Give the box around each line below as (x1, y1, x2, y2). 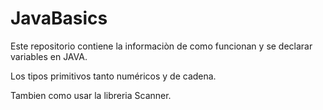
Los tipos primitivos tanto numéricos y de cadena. (10, 70, 217, 82)
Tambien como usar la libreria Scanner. (10, 89, 172, 101)
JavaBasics (10, 7, 108, 30)
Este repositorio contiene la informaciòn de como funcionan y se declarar (10, 40, 313, 52)
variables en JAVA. (10, 50, 88, 62)
